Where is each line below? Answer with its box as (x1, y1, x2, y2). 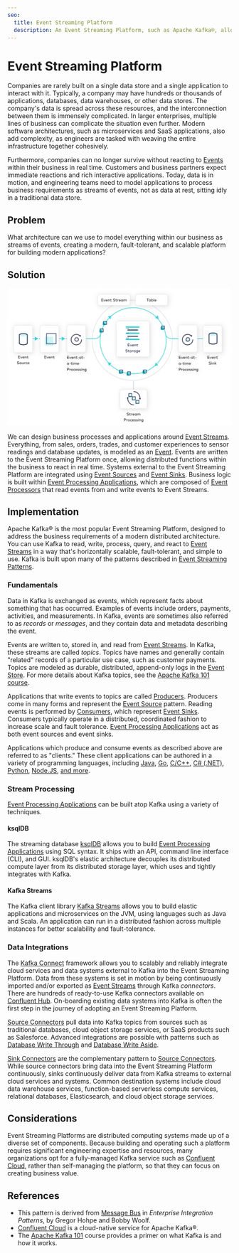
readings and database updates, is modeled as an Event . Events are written (7, 447, 228, 456)
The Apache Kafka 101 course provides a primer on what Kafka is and (17, 1231, 222, 1240)
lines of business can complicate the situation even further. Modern (7, 119, 206, 128)
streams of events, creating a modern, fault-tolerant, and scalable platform (7, 240, 226, 249)
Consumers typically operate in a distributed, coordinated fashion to (7, 715, 208, 723)
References (7, 1190, 60, 1202)
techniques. (7, 807, 42, 816)
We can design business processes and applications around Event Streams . (7, 432, 230, 441)
